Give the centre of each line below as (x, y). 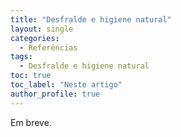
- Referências (48, 47)
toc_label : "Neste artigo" (66, 85)
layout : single (42, 29)
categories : (35, 38)
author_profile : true (55, 94)
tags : (21, 57)
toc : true (31, 76)
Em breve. (31, 122)
